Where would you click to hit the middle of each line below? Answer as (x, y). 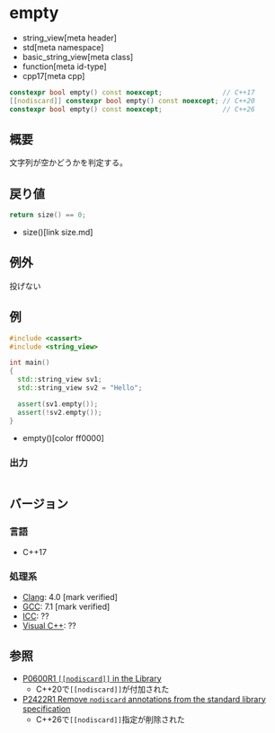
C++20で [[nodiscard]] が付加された (102, 689)
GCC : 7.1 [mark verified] (66, 606)
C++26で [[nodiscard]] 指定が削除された (111, 719)
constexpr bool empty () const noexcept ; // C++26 (132, 109)
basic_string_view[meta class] (78, 57)
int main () (30, 363)
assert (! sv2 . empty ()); (60, 412)
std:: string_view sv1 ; (60, 380)
